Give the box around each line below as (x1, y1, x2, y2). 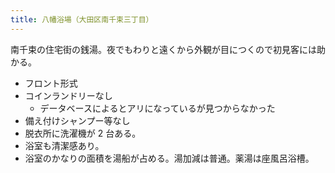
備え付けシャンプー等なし (24, 114, 131, 126)
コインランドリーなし (24, 89, 113, 101)
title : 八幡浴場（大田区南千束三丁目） (10, 14, 154, 25)
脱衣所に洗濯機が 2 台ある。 (24, 127, 142, 139)
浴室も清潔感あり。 (24, 139, 105, 151)
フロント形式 (24, 77, 78, 89)
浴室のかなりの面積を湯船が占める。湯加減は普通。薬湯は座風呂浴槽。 (24, 152, 315, 164)
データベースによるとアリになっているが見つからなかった (39, 102, 276, 114)
